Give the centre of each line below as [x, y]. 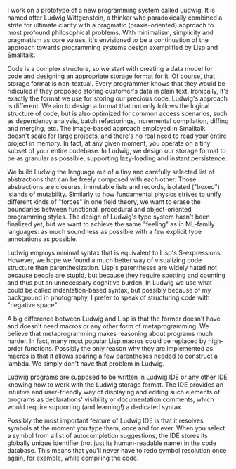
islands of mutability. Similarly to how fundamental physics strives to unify [114, 194]
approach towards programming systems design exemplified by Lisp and [113, 47]
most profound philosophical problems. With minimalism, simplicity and [110, 32]
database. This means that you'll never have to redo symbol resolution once [117, 450]
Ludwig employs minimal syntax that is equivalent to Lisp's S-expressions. [115, 253]
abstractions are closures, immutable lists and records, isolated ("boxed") [113, 187]
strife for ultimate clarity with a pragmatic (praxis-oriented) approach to [111, 25]
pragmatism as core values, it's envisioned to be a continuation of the [108, 40]
